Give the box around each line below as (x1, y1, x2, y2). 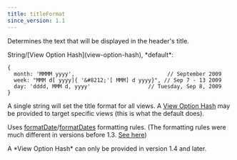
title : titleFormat (7, 10, 66, 18)
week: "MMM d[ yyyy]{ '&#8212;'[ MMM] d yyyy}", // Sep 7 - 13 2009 (14, 76, 222, 84)
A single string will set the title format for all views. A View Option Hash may (7, 101, 231, 110)
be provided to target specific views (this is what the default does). (7, 109, 205, 117)
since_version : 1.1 (7, 17, 66, 24)
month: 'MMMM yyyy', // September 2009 (14, 70, 222, 78)
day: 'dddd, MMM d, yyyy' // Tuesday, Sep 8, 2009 (14, 82, 222, 90)
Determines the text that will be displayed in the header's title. (7, 36, 189, 45)
